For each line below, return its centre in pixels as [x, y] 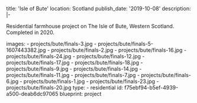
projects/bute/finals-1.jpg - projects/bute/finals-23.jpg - [91, 81]
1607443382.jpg [26, 50]
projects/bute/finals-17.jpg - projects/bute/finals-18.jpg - [75, 62]
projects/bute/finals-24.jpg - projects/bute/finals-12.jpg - [75, 56]
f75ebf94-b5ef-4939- [151, 87]
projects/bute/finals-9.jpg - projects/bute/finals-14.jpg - [74, 69]
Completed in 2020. [30, 32]
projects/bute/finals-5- [125, 44]
